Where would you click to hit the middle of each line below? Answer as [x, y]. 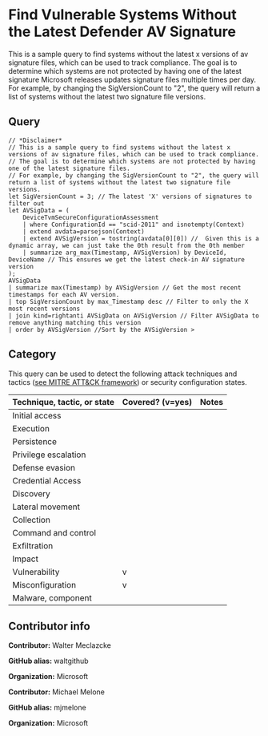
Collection [31, 520]
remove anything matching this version [75, 322]
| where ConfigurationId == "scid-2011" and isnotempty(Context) [134, 224]
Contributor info [49, 626]
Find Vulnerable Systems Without [123, 15]
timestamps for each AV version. [64, 294]
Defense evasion [44, 467]
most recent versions [44, 309]
